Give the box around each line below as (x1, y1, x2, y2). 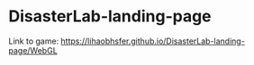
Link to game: (8, 36, 59, 46)
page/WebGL (8, 45, 58, 55)
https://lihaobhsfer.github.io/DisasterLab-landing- (60, 36, 245, 46)
